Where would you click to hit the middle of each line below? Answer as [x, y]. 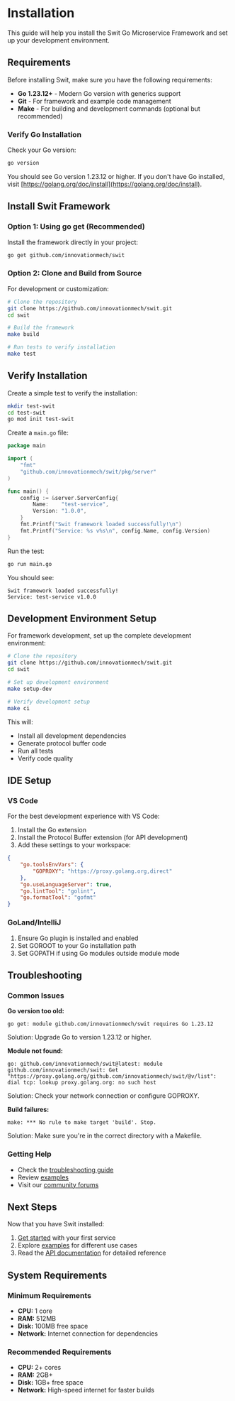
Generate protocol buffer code [62, 743]
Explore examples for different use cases [78, 1245]
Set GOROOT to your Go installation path [77, 945]
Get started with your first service [67, 1238]
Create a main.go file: [38, 433]
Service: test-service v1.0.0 [52, 597]
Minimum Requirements [50, 1295]
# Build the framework [41, 328]
